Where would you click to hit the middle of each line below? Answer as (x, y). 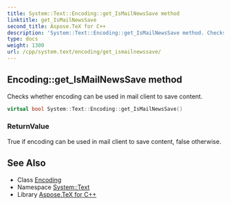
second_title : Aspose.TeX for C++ (57, 26)
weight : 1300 (26, 45)
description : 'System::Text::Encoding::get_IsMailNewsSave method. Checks (117, 33)
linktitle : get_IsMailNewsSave (52, 20)
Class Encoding (39, 180)
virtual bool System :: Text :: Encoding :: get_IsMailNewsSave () (95, 109)
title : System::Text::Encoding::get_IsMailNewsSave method (93, 13)
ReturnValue (28, 127)
